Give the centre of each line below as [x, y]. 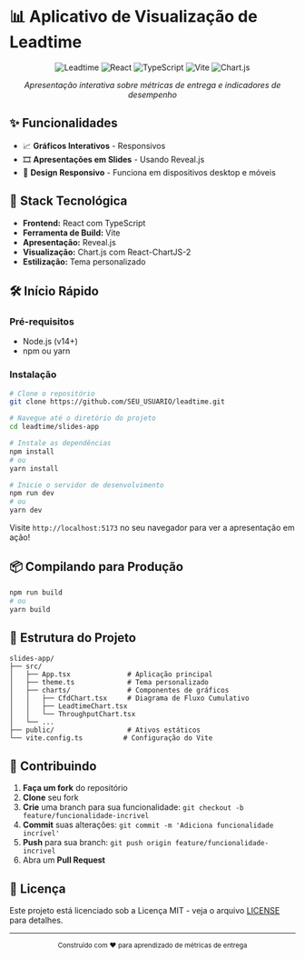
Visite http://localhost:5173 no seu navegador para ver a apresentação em [152, 528]
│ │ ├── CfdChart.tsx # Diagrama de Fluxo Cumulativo [129, 699]
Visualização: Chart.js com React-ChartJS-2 [107, 252]
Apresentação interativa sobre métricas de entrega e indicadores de [152, 85]
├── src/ [26, 667]
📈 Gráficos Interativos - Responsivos [94, 145]
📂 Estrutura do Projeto [73, 638]
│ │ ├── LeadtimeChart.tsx [69, 706]
